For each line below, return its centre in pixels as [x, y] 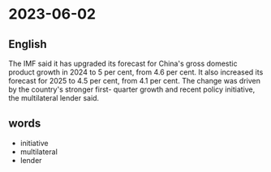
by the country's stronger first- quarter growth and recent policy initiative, [132, 89]
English [28, 44]
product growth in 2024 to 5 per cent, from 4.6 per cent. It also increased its [136, 72]
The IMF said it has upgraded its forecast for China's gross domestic [123, 63]
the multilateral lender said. [54, 98]
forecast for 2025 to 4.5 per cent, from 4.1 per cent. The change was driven [135, 81]
